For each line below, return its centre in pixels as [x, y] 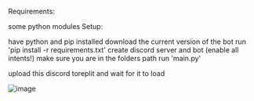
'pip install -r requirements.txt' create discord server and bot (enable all [123, 50]
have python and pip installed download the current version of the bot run [127, 41]
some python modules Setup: [56, 26]
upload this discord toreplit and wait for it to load [87, 73]
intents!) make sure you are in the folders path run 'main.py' [105, 58]
